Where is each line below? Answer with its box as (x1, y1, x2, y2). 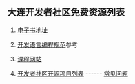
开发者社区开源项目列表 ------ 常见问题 (17, 69, 129, 77)
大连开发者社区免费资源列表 (7, 6, 125, 18)
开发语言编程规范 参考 (17, 40, 78, 48)
